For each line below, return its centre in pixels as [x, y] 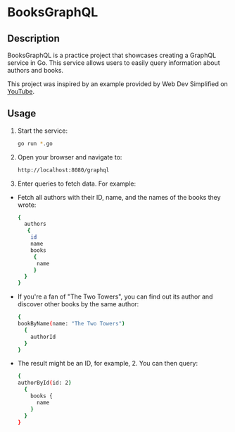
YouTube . [21, 91]
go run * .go [35, 143]
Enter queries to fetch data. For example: [76, 184]
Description [33, 38]
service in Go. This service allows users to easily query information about [114, 63]
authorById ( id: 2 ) [44, 383]
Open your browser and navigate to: [70, 157]
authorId [43, 337]
